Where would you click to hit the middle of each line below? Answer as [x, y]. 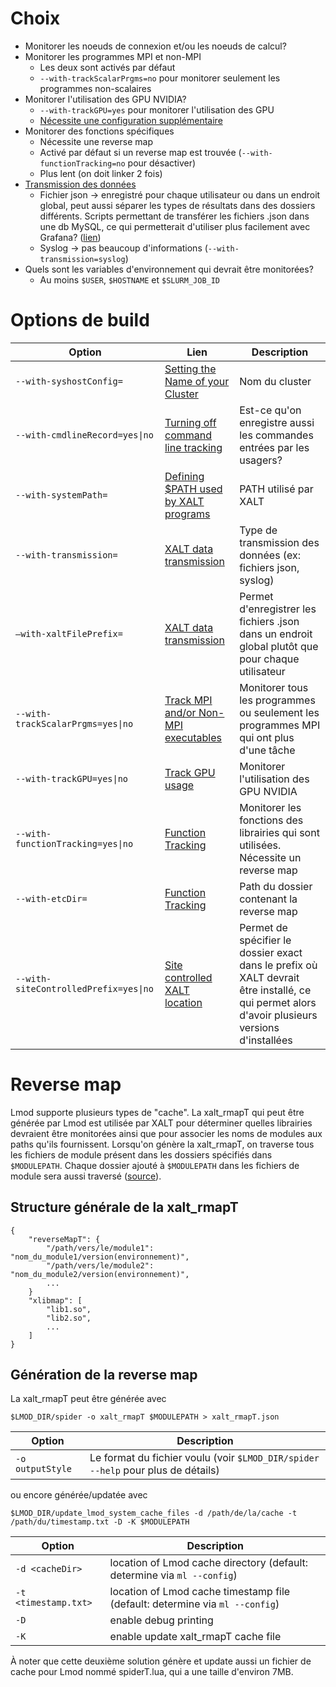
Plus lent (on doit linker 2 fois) [101, 173]
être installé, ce [275, 990]
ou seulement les [279, 712]
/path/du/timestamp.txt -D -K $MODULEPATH [100, 1522]
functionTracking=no [82, 163]
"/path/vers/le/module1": [100, 1248]
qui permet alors [278, 1002]
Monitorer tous [274, 687]
